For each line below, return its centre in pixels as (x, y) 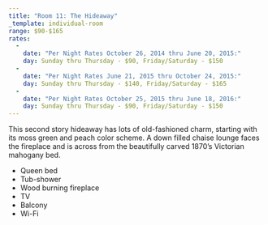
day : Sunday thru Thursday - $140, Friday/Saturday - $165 (125, 83)
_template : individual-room (56, 23)
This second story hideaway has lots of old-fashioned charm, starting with (133, 129)
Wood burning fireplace (60, 188)
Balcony (34, 205)
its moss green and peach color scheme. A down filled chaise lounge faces (134, 138)
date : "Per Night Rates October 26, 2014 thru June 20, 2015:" (132, 53)
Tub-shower (41, 180)
